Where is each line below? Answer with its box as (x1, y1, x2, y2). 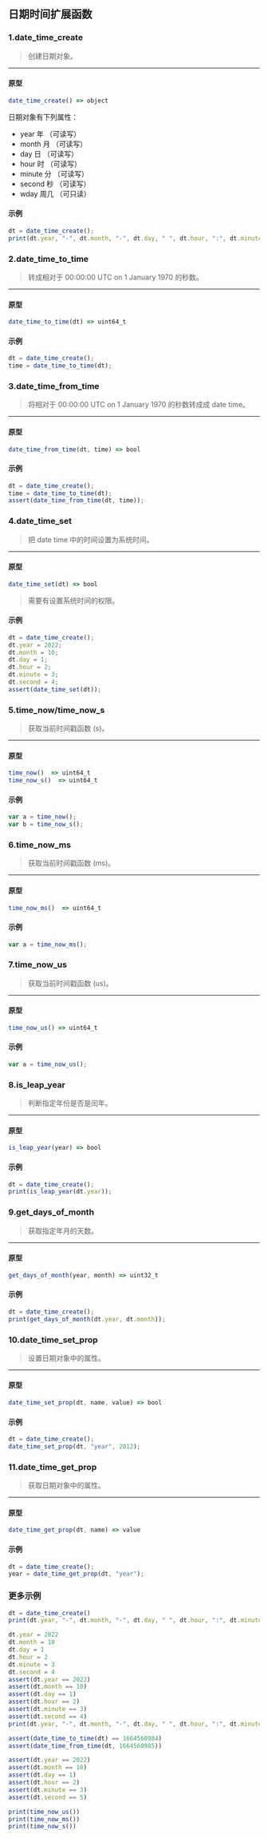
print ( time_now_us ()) (8, 1808, 81, 1816)
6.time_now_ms (8, 839, 72, 850)
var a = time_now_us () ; (8, 1060, 88, 1068)
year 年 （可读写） (19, 129, 81, 138)
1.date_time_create (8, 32, 84, 43)
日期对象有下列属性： (8, 112, 78, 121)
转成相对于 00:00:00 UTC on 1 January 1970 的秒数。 (27, 272, 203, 282)
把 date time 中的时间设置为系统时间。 (27, 534, 154, 545)
